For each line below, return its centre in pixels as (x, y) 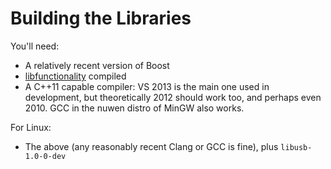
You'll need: (35, 46)
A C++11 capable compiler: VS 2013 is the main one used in (147, 86)
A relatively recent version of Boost (97, 65)
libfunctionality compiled (75, 76)
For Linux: (31, 127)
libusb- (296, 147)
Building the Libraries (101, 18)
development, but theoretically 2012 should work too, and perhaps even (173, 97)
